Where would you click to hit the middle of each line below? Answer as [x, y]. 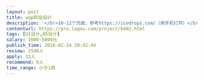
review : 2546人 [25, 51]
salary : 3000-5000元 [32, 40]
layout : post [23, 12]
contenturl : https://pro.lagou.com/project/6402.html [76, 29]
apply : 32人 [21, 57]
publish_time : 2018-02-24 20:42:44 [51, 46]
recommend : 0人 [25, 62]
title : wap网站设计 [29, 17]
